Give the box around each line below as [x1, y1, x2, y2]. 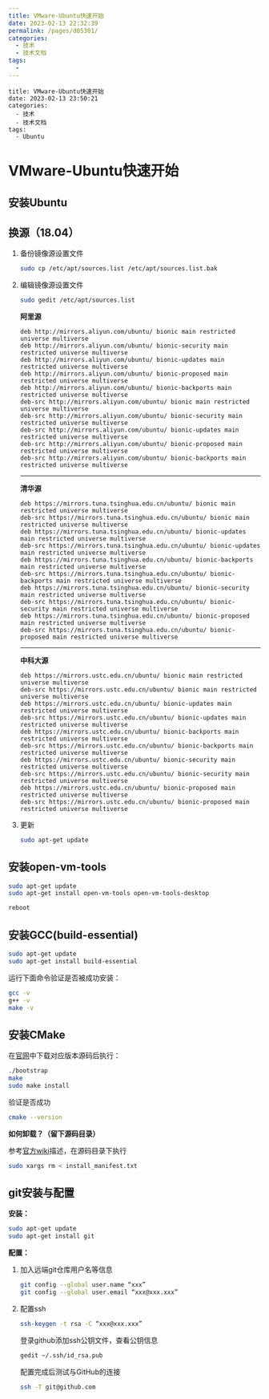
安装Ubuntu [8, 196, 68, 209]
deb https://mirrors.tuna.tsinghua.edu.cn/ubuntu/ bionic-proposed [19, 611, 250, 620]
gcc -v [8, 988, 30, 997]
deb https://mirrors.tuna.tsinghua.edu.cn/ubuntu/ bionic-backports [19, 555, 254, 564]
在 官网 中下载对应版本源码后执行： [8, 1051, 121, 1060]
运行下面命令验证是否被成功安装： [8, 972, 121, 983]
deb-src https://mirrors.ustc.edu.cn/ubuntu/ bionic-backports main [19, 741, 254, 750]
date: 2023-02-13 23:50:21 [8, 94, 98, 103]
